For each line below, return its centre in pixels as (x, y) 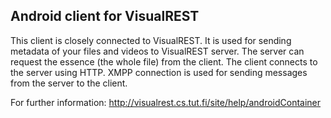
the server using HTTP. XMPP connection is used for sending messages (159, 72)
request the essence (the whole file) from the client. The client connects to (164, 61)
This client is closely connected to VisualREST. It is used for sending (151, 40)
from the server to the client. (69, 83)
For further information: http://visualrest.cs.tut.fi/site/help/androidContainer (166, 102)
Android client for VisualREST (105, 16)
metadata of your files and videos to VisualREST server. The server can (157, 51)
